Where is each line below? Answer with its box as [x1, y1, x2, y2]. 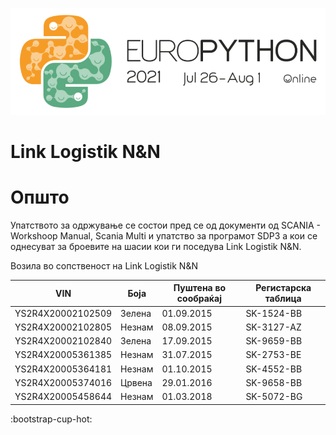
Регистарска [255, 282, 312, 294]
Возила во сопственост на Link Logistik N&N [10, 259, 198, 272]
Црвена [120, 376, 153, 388]
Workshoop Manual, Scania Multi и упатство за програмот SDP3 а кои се [10, 229, 318, 242]
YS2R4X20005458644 [14, 391, 113, 403]
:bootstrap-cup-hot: [10, 413, 93, 425]
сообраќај [176, 293, 222, 305]
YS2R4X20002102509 [14, 307, 113, 319]
